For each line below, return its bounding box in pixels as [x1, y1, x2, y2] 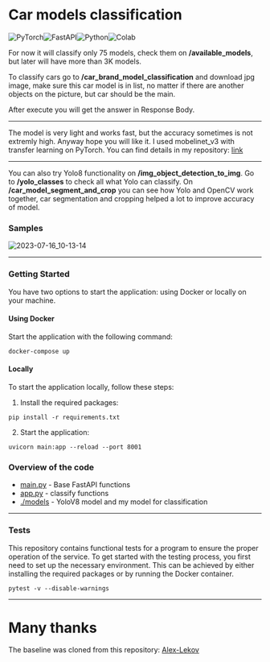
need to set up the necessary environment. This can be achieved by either [8, 560, 255, 569]
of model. [8, 202, 40, 212]
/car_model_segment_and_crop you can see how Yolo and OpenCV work [8, 185, 254, 195]
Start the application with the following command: [8, 332, 173, 341]
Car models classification [8, 6, 182, 24]
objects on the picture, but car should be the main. [8, 89, 176, 98]
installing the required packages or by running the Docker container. [8, 569, 235, 578]
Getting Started [8, 268, 70, 279]
